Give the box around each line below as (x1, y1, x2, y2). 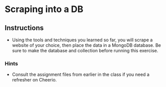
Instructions (5, 24, 44, 32)
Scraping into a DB (5, 4, 84, 15)
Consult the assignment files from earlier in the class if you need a (12, 71, 149, 77)
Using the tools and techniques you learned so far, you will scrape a (12, 37, 153, 43)
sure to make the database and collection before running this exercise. (12, 48, 158, 53)
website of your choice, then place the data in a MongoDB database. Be (12, 42, 161, 48)
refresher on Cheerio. (12, 77, 57, 83)
